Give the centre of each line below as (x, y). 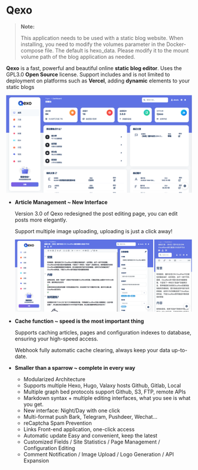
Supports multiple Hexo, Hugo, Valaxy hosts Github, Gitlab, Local (102, 386)
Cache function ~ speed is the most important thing (79, 321)
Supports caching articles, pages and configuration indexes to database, (103, 333)
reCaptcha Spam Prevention (58, 423)
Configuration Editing (49, 448)
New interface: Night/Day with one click (72, 411)
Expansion (36, 461)
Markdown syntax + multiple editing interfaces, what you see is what (107, 398)
